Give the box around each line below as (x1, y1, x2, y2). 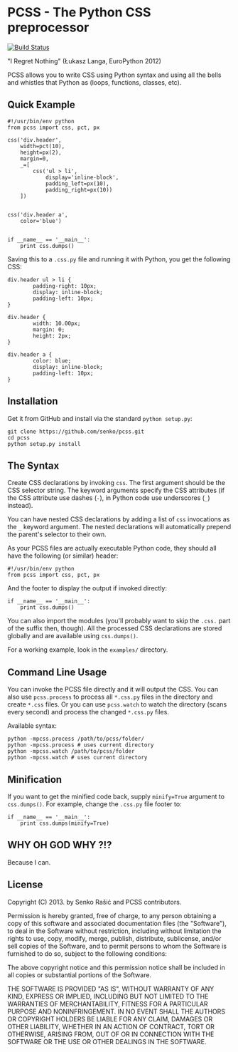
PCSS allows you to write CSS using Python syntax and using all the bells (7, 71, 222, 79)
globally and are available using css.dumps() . (7, 632, 139, 640)
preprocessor (7, 19, 90, 36)
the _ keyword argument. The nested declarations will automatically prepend (7, 523, 232, 531)
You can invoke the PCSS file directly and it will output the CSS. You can (7, 685, 219, 694)
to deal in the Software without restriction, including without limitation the (7, 927, 222, 935)
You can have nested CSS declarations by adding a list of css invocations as (7, 515, 230, 524)
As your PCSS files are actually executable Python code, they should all (7, 544, 217, 553)
